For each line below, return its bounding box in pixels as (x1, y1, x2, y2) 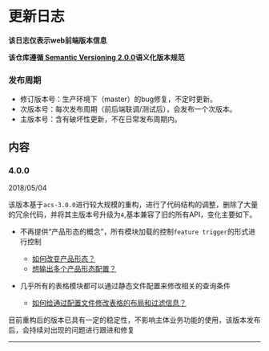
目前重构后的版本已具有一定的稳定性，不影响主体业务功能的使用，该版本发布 (8, 315, 261, 324)
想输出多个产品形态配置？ (31, 263, 117, 273)
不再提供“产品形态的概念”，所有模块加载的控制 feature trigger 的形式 (19, 227, 249, 236)
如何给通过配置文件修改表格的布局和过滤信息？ (31, 298, 187, 308)
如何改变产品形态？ (31, 254, 96, 263)
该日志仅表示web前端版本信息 (8, 35, 107, 45)
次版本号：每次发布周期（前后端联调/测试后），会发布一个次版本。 (19, 104, 237, 114)
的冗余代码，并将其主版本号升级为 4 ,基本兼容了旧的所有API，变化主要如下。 (8, 210, 257, 219)
